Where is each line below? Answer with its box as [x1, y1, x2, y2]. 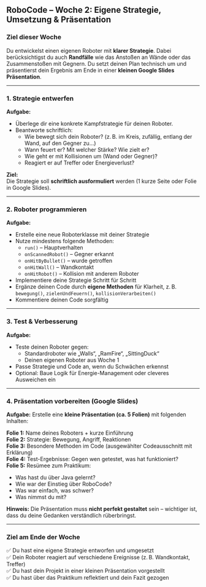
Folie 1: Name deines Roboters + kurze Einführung [6, 429, 134, 437]
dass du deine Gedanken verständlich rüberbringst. [6, 511, 137, 519]
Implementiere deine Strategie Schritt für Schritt [15, 276, 137, 284]
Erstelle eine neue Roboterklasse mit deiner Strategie [15, 231, 150, 238]
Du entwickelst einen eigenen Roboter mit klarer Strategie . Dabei [6, 47, 172, 54]
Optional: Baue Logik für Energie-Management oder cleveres [15, 369, 169, 376]
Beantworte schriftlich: [15, 126, 73, 134]
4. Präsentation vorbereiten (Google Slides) [6, 397, 139, 405]
